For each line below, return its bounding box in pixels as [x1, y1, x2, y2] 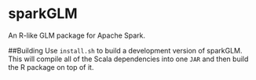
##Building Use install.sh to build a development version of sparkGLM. [8, 45, 243, 55]
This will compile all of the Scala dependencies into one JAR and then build [8, 54, 249, 64]
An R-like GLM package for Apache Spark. [8, 31, 146, 40]
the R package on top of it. [8, 62, 94, 71]
